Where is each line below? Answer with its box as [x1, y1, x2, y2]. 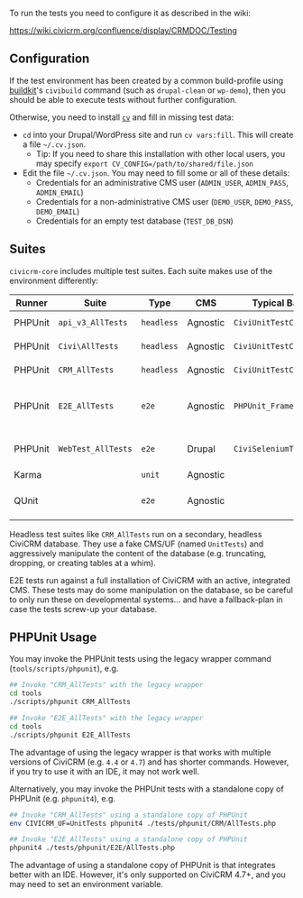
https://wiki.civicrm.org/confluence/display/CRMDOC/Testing [9, 25, 237, 35]
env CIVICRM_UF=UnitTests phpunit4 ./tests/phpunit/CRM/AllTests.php [9, 819, 277, 828]
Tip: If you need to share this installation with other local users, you [35, 148, 286, 159]
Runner [15, 297, 48, 309]
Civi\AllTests [58, 341, 119, 351]
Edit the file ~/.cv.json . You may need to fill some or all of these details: [22, 167, 290, 179]
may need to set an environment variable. [9, 879, 164, 890]
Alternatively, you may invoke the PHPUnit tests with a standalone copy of [9, 783, 284, 794]
